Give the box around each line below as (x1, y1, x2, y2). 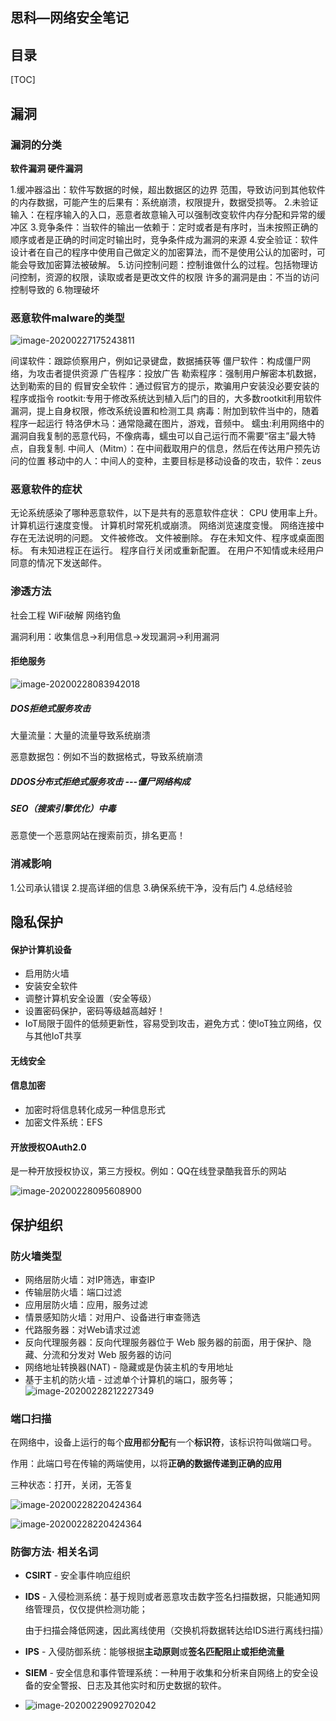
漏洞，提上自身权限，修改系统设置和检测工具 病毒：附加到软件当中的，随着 (10, 405, 320, 417)
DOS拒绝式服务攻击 (10, 702, 92, 714)
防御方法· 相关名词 (10, 1545, 99, 1559)
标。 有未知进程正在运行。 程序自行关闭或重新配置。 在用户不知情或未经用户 (10, 544, 325, 557)
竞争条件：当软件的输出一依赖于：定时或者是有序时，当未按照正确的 (38, 221, 319, 233)
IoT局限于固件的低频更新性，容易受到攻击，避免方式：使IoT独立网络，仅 (24, 1018, 322, 1030)
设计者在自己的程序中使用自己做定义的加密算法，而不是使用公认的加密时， (10, 246, 317, 258)
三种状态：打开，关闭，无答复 (10, 1479, 133, 1491)
